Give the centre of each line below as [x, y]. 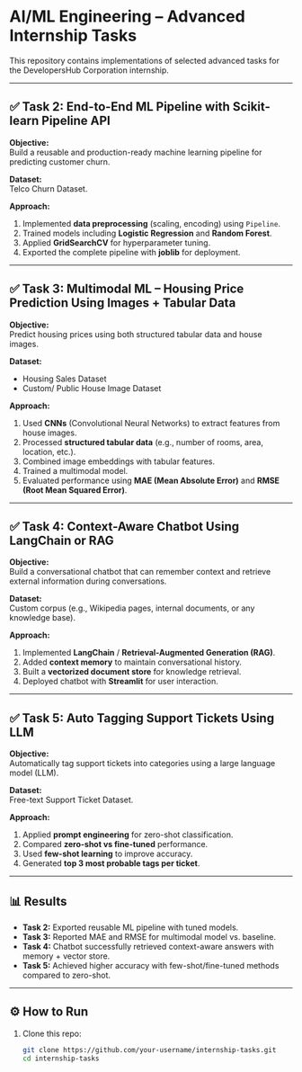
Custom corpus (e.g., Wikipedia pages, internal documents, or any [132, 608]
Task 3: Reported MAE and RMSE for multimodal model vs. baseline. [149, 937]
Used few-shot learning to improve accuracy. [107, 854]
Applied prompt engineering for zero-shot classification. [128, 835]
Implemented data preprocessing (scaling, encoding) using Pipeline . [151, 223]
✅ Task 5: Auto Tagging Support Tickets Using [142, 718]
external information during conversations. [88, 581]
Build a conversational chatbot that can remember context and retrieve [140, 572]
